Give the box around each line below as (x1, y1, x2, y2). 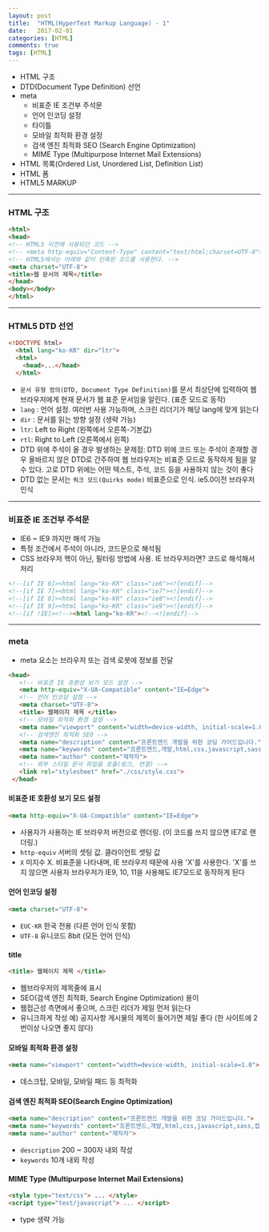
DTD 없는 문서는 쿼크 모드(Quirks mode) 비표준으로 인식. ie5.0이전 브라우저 (19, 474, 255, 484)
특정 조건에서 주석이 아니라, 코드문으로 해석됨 (19, 544, 162, 553)
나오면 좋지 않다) (41, 1023, 94, 1033)
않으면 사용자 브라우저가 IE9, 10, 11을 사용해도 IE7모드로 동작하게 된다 (28, 867, 246, 877)
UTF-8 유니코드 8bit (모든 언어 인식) (19, 930, 130, 941)
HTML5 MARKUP (19, 178, 78, 187)
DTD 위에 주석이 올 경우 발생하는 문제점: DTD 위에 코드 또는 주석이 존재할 (19, 444, 250, 454)
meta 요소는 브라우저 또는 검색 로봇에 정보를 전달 (19, 655, 174, 664)
